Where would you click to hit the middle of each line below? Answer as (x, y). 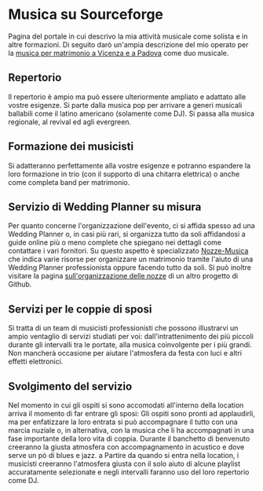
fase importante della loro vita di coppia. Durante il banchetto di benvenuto (129, 439)
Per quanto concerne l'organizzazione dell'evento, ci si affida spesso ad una (131, 226)
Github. (20, 284)
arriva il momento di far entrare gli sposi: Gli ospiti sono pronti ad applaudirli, (131, 413)
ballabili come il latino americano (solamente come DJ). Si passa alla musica (131, 113)
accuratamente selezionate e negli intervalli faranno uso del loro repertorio (129, 472)
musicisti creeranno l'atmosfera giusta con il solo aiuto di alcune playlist (124, 463)
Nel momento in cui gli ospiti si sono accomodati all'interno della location (126, 405)
